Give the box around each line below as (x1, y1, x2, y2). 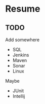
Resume (5, 3, 40, 15)
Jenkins (12, 52, 29, 58)
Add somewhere (5, 37, 39, 43)
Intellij (12, 93, 25, 99)
